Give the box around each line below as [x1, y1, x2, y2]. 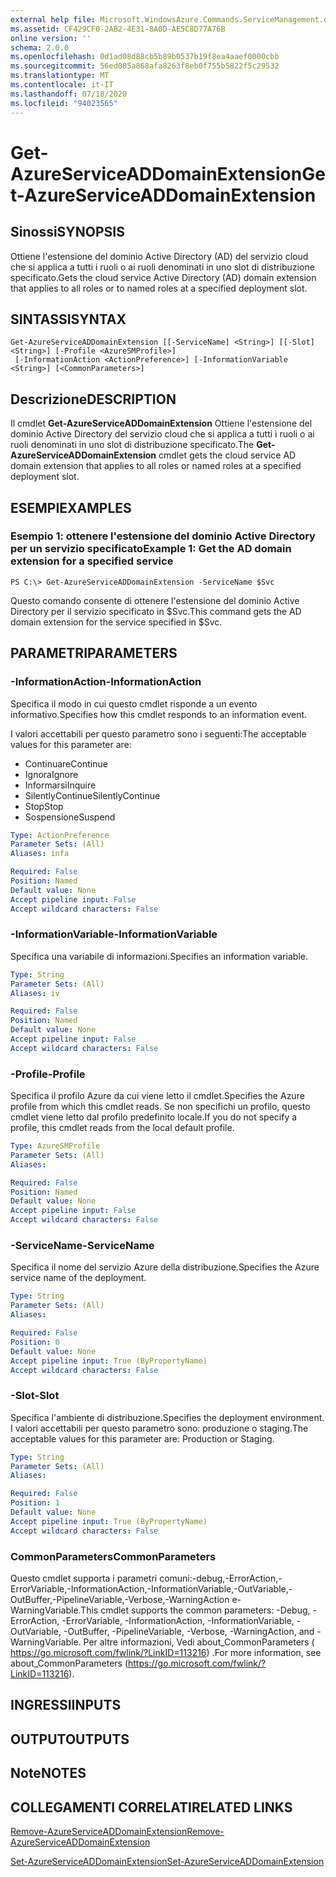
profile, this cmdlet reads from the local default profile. [10, 1122, 235, 1134]
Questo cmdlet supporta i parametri [10, 1572, 158, 1584]
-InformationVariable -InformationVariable [10, 927, 218, 941]
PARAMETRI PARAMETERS [10, 645, 178, 662]
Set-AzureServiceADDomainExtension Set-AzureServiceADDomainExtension [10, 1855, 325, 1867]
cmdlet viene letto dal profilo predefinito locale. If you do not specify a [10, 1111, 298, 1123]
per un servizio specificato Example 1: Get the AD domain [10, 542, 292, 556]
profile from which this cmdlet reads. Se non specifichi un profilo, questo [10, 1101, 311, 1113]
